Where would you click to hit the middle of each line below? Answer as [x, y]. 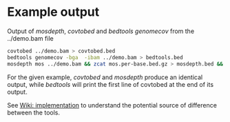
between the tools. [34, 112]
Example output [53, 12]
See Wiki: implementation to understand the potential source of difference [112, 105]
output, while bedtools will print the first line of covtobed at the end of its [111, 84]
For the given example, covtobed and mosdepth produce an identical [105, 77]
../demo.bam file [30, 38]
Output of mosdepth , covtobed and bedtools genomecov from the [101, 31]
